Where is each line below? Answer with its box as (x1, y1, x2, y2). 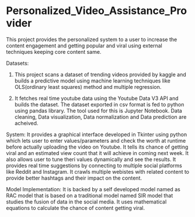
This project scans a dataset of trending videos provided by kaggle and (14, 71, 186, 78)
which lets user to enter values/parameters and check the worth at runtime (6, 137, 186, 144)
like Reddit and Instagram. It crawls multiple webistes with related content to (6, 168, 190, 175)
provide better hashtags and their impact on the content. (6, 174, 142, 181)
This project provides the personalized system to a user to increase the (6, 36, 177, 43)
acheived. (14, 119, 39, 126)
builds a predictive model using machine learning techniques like (14, 77, 170, 84)
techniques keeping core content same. (6, 48, 102, 55)
